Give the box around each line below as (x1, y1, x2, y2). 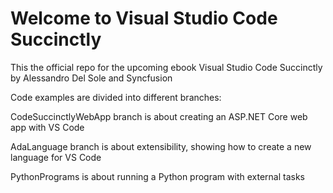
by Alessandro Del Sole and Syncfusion (10, 72, 173, 84)
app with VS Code (10, 121, 85, 133)
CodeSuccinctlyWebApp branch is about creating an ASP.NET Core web (10, 110, 308, 122)
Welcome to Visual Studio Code (10, 7, 278, 30)
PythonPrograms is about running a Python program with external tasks (10, 170, 305, 182)
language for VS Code (10, 151, 102, 163)
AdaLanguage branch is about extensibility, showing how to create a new (10, 140, 312, 152)
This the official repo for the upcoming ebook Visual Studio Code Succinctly (10, 61, 323, 73)
